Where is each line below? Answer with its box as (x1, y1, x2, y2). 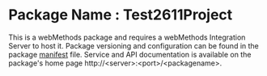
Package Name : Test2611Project (8, 6, 233, 24)
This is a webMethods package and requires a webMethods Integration (8, 32, 246, 42)
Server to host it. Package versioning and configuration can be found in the (8, 40, 259, 50)
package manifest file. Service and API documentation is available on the (8, 49, 252, 59)
